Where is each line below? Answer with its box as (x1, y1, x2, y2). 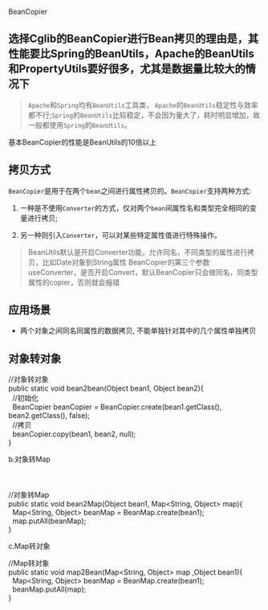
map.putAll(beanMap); (11, 516, 87, 526)
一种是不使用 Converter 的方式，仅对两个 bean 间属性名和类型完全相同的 (19, 203, 250, 212)
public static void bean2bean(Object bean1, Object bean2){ (8, 383, 204, 393)
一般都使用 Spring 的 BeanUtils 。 (27, 120, 132, 129)
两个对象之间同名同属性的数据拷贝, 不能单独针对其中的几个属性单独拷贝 (19, 325, 257, 336)
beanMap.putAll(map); (11, 584, 87, 594)
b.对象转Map (8, 454, 51, 465)
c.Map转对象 (8, 542, 51, 551)
